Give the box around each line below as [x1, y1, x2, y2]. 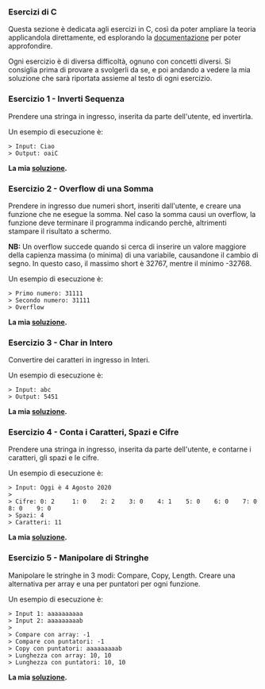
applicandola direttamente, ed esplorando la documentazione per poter [8, 33, 241, 42]
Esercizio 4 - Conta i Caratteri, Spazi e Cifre [8, 427, 179, 438]
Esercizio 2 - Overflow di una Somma [8, 183, 154, 194]
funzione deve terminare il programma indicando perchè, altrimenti [8, 218, 228, 227]
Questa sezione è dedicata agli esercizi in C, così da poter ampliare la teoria [8, 25, 256, 34]
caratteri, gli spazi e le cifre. [8, 453, 99, 463]
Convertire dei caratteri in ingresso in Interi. [8, 355, 151, 365]
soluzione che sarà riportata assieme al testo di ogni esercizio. [8, 74, 213, 83]
